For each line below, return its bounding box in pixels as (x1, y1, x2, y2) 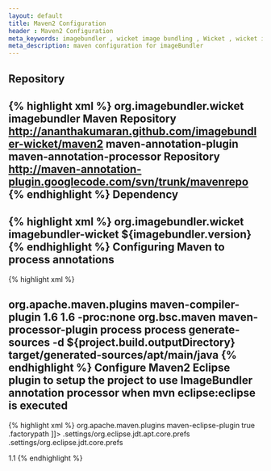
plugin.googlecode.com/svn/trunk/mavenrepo (8, 175, 248, 188)
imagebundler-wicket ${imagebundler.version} (8, 228, 252, 242)
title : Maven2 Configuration (8, 19, 106, 27)
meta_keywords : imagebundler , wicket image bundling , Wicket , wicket (8, 34, 258, 43)
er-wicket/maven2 (8, 137, 104, 150)
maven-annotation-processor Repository (8, 149, 220, 163)
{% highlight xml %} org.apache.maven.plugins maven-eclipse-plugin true (8, 420, 256, 430)
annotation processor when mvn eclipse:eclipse (8, 386, 256, 400)
